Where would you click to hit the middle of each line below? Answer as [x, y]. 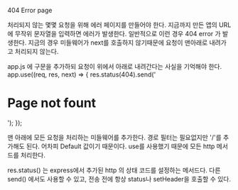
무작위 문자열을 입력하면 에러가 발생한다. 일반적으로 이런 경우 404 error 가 [118, 34]
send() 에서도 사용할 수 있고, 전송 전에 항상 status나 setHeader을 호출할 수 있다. [119, 179]
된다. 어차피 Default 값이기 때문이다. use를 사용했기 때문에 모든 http [120, 146]
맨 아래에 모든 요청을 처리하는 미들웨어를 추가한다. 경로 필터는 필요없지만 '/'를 [114, 137]
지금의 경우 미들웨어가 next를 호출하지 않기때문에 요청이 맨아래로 [118, 43]
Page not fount [52, 103]
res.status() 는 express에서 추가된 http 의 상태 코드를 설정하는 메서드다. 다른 [114, 170]
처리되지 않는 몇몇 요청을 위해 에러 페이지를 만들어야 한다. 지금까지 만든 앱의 [113, 25]
